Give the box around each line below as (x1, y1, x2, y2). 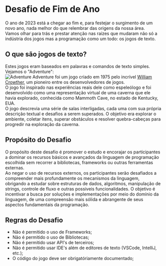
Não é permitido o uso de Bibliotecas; (12, 234, 89, 240)
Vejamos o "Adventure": (5, 68, 54, 74)
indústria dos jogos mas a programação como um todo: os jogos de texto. (5, 36, 156, 42)
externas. (5, 165, 25, 171)
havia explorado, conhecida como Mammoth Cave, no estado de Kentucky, (5, 95, 159, 101)
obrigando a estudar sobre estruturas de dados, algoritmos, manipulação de (5, 180, 161, 187)
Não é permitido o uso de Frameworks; (12, 229, 92, 235)
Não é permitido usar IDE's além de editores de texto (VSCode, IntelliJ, (12, 245, 157, 251)
